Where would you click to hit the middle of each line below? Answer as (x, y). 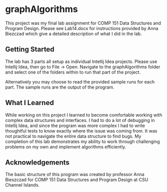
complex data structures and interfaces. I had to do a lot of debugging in (80, 120)
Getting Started (30, 49)
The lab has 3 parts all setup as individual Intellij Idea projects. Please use (81, 61)
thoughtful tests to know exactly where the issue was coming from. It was (81, 130)
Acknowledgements (37, 162)
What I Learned (30, 103)
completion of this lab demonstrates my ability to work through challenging (83, 141)
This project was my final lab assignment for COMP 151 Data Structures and (83, 23)
